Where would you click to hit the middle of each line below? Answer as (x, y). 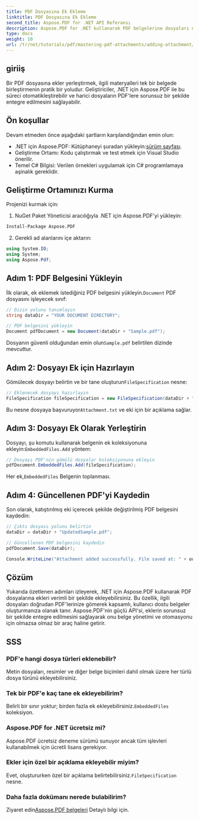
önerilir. (24, 159)
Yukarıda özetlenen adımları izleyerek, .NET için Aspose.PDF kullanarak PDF (99, 592)
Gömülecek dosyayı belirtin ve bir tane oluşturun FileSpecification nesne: (97, 382)
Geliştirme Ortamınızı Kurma (60, 190)
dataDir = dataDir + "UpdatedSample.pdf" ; (59, 532)
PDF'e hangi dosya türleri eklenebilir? (61, 658)
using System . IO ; (28, 249)
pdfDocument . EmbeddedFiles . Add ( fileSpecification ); (71, 465)
